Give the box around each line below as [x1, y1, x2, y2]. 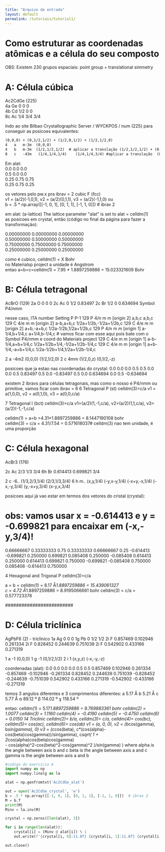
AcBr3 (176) [5, 459, 29, 465]
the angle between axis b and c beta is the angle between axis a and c [5, 747, 147, 753]
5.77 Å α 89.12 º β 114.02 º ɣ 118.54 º [5, 695, 79, 702]
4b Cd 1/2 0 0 [5, 108, 33, 114]
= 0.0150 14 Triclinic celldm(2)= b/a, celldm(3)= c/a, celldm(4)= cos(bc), [5, 716, 152, 721]
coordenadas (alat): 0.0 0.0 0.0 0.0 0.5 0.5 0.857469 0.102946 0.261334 [5, 665, 151, 671]
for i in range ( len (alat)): [5, 825, 63, 830]
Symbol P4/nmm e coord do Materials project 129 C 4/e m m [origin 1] [5, 336, 146, 342]
